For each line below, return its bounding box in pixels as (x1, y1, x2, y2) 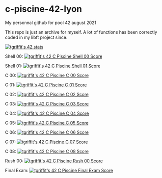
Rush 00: (5, 158, 24, 164)
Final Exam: (5, 167, 28, 173)
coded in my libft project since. (5, 34, 68, 40)
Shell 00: (5, 53, 23, 59)
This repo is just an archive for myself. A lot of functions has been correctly (5, 29, 158, 35)
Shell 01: (5, 63, 22, 69)
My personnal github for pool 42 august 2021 (5, 20, 97, 25)
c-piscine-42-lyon (5, 3, 82, 15)
